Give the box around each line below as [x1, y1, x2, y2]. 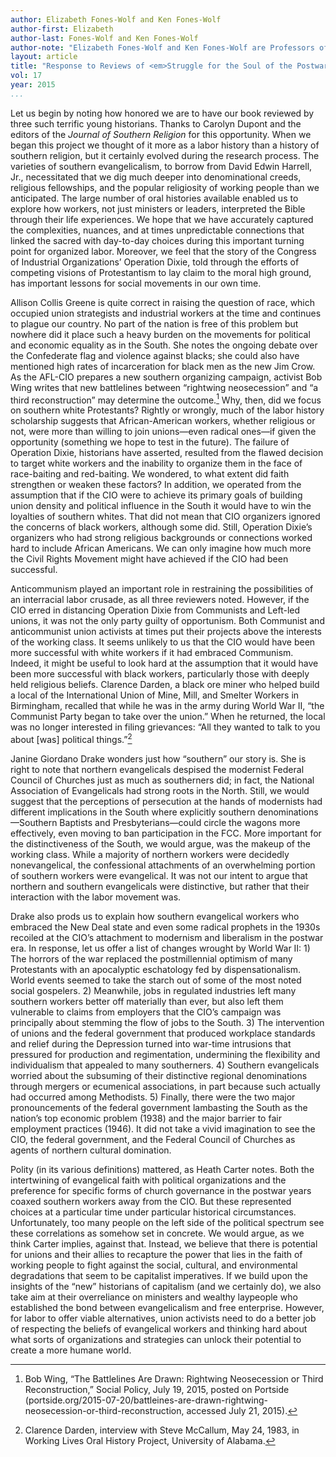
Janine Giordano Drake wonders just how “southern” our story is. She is [10, 753, 307, 765]
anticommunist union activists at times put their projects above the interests [10, 626, 322, 638]
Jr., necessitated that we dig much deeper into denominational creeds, [10, 171, 302, 183]
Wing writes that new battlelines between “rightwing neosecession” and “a [10, 381, 319, 393]
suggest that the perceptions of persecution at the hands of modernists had [10, 796, 323, 808]
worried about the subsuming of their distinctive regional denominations [10, 1070, 308, 1082]
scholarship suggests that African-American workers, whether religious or [10, 415, 316, 427]
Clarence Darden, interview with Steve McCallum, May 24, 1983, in [24, 1424, 300, 1436]
